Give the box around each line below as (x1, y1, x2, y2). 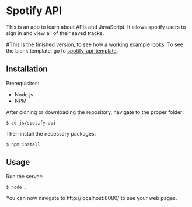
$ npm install (6, 142, 41, 147)
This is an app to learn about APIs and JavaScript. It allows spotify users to (6, 23, 186, 30)
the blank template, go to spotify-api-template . (6, 47, 118, 54)
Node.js (14, 91, 34, 98)
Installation (6, 64, 48, 74)
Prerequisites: (6, 80, 40, 87)
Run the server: (6, 172, 43, 180)
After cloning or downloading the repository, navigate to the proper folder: (6, 108, 184, 115)
